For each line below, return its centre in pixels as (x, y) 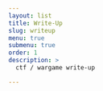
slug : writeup (32, 30)
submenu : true (32, 45)
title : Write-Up (35, 23)
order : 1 (23, 53)
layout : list (30, 16)
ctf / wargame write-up (55, 68)
